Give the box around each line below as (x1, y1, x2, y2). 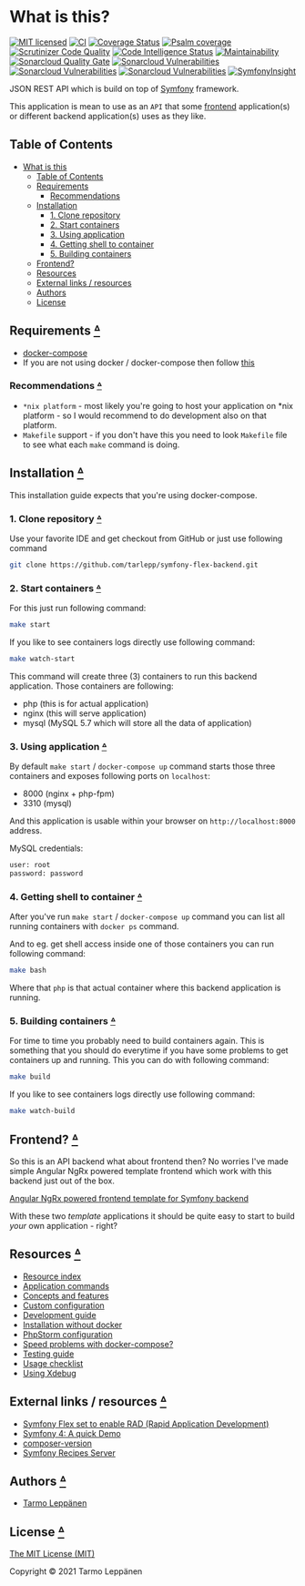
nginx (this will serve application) (22, 708, 147, 719)
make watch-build (9, 1107, 76, 1116)
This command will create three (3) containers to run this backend (9, 670, 258, 681)
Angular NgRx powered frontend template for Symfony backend (9, 1192, 249, 1203)
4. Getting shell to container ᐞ (9, 890, 143, 903)
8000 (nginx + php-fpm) (22, 788, 116, 799)
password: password (9, 869, 84, 878)
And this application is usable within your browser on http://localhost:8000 (9, 815, 296, 826)
